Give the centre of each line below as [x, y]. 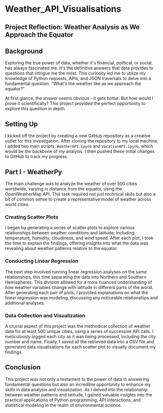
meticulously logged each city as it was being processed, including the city [80, 336]
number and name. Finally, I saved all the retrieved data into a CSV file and [80, 341]
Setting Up [21, 124]
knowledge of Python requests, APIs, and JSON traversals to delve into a [78, 79]
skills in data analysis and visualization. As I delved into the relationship [76, 390]
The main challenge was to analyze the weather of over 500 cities [71, 184]
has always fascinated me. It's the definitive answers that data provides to [79, 68]
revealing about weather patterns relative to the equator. [62, 248]
